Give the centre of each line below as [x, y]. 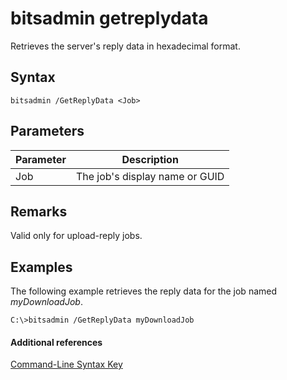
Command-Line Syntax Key [66, 364]
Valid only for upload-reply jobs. [76, 236]
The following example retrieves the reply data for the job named [144, 291]
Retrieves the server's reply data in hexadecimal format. [125, 46]
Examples [41, 267]
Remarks [39, 211]
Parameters [47, 131]
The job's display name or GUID [150, 176]
